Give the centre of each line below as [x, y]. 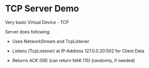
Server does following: [28, 32]
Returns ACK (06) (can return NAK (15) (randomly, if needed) [74, 60]
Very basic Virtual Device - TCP [37, 22]
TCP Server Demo [42, 9]
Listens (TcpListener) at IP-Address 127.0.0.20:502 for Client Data [78, 51]
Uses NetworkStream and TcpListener [51, 41]
